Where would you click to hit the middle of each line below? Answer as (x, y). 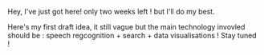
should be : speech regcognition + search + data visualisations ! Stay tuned (132, 35)
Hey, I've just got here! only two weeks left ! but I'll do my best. (111, 12)
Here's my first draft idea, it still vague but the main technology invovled (126, 27)
